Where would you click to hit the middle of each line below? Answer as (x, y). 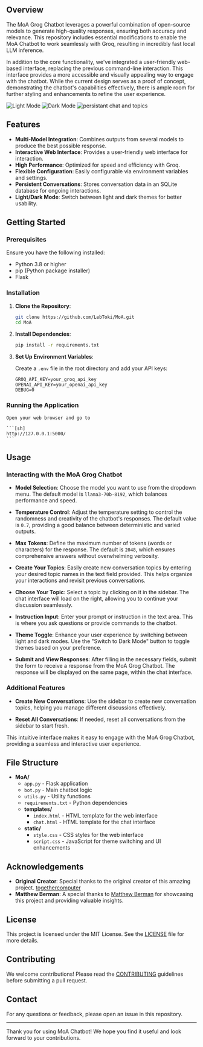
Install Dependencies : (43, 334)
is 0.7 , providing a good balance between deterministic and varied (98, 525)
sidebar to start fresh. (42, 725)
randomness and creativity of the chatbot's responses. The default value (106, 519)
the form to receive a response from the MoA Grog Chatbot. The (95, 666)
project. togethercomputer (48, 888)
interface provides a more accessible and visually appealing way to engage (100, 74)
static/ (32, 828)
